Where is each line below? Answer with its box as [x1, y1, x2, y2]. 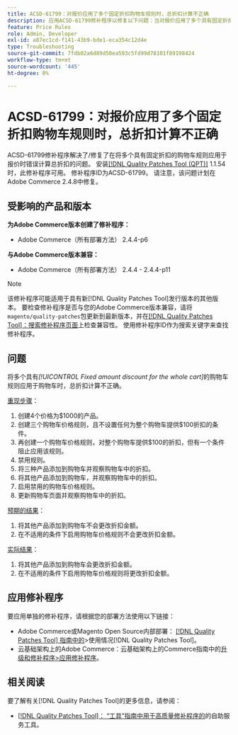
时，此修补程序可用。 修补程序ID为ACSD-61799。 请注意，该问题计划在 [7, 169, 216, 177]
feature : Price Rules [7, 23, 72, 30]
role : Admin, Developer [7, 30, 78, 38]
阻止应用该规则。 [17, 447, 68, 455]
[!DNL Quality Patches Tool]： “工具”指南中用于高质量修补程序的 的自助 [17, 711, 225, 719]
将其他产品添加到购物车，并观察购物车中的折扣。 [17, 474, 161, 482]
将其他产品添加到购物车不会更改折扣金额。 [17, 521, 142, 530]
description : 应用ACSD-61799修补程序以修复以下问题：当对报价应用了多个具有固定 [7, 17, 223, 24]
